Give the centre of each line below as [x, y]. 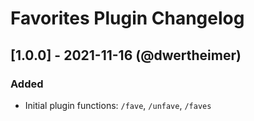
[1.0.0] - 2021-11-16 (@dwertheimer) [126, 55]
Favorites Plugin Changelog [127, 18]
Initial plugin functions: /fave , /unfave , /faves [118, 105]
